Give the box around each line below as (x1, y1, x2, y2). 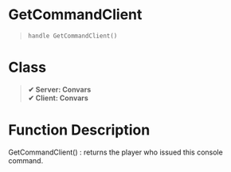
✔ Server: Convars (27, 84, 92, 94)
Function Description (8, 121, 151, 139)
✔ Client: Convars (27, 93, 89, 103)
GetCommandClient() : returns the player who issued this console (8, 147, 223, 157)
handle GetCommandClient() (27, 32, 118, 40)
